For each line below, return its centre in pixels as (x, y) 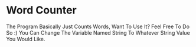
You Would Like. (26, 39)
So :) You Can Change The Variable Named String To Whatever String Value (98, 32)
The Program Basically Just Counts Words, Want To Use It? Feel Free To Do (98, 26)
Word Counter (41, 10)
